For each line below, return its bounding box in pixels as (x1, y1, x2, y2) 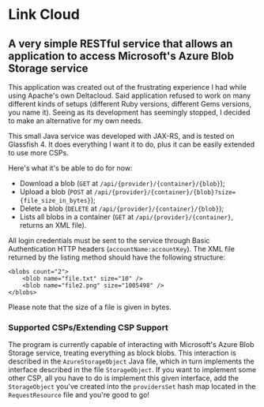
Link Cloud (8, 6, 81, 24)
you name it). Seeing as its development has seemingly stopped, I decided (8, 108, 251, 117)
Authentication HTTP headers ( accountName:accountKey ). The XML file (8, 245, 236, 253)
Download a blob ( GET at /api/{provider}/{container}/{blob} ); (19, 179, 225, 188)
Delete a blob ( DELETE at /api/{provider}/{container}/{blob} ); (19, 203, 224, 213)
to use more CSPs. (8, 148, 69, 157)
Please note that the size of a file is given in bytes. (8, 302, 172, 312)
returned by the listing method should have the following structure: (8, 252, 225, 262)
